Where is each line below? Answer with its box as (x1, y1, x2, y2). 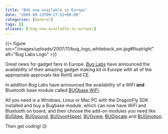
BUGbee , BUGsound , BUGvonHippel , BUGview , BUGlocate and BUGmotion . (5, 113, 163, 120)
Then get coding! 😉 (5, 123, 47, 129)
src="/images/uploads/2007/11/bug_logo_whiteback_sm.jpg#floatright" (5, 46, 154, 52)
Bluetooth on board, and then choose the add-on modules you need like (5, 108, 156, 114)
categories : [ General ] (5, 17, 53, 22)
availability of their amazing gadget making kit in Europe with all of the (5, 67, 152, 73)
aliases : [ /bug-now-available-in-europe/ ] (5, 26, 96, 32)
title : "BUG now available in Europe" (5, 7, 87, 13)
